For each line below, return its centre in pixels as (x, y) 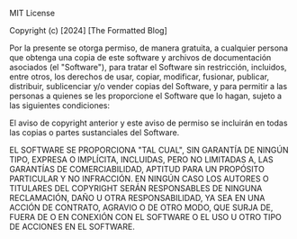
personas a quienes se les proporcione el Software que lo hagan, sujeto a (145, 96)
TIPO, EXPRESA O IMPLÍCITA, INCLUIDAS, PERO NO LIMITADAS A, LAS (141, 160)
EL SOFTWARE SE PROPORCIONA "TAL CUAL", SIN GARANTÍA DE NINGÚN (149, 150)
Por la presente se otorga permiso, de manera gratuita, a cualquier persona (149, 48)
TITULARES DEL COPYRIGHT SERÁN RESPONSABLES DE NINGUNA (136, 188)
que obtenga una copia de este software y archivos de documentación (140, 57)
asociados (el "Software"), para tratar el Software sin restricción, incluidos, (148, 67)
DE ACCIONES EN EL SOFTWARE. (72, 226)
